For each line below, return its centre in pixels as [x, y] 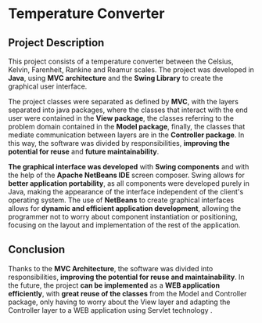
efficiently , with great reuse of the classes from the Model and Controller [127, 293]
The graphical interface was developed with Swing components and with [129, 167]
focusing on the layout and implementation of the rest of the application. [124, 225]
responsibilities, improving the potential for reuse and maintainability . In [126, 277]
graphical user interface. [48, 86]
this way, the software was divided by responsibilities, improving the [119, 143]
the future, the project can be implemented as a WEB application [114, 285]
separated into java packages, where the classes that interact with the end [128, 110]
